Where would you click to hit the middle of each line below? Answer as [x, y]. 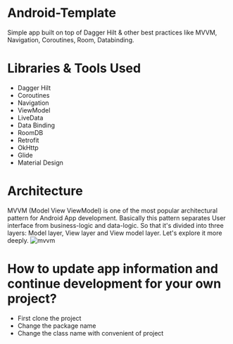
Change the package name [57, 326]
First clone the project [49, 318]
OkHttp [28, 147]
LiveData [30, 117]
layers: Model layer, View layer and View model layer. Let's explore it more [115, 233]
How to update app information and [113, 269]
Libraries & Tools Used [74, 69]
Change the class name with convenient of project [90, 333]
